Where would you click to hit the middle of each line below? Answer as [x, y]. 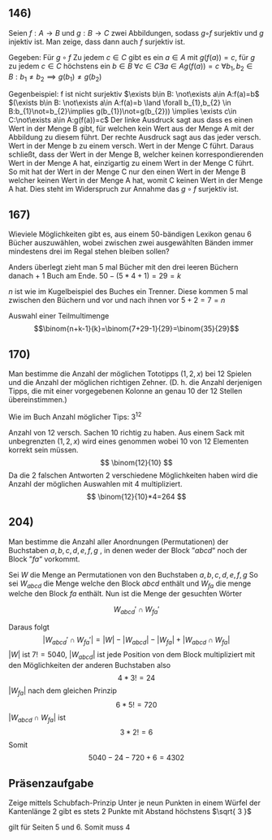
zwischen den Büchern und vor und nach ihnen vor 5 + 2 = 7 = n [117, 301]
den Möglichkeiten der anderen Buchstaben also [90, 665]
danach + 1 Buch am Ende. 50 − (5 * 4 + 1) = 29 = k [95, 276]
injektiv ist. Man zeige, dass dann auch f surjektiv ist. [97, 41]
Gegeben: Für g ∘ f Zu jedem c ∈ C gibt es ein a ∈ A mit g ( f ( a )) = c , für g [132, 57]
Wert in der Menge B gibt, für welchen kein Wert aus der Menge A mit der [132, 128]
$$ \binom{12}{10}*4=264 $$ [136, 496]
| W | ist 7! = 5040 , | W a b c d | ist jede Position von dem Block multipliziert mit [132, 655]
